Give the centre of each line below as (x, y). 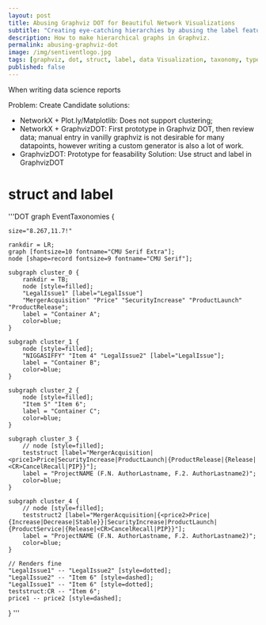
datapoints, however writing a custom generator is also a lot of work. (131, 145)
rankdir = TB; (46, 279)
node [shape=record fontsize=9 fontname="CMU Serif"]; (101, 258)
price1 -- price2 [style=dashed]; (65, 598)
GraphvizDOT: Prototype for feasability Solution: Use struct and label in (135, 154)
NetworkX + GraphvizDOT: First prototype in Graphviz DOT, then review (137, 128)
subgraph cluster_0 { (44, 272)
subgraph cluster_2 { (44, 390)
